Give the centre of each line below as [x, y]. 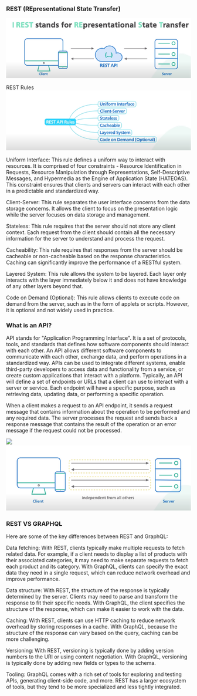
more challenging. [28, 639]
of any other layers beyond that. [45, 286]
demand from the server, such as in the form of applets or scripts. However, [98, 304]
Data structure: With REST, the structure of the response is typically [88, 590]
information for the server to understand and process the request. [86, 239]
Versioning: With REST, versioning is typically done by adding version [90, 651]
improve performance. [33, 579]
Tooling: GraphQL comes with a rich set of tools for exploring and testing [94, 674]
